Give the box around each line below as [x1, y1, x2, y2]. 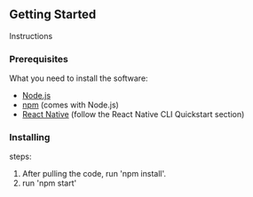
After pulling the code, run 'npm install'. [21, 169, 167, 179]
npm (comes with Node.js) [21, 99, 120, 110]
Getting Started [9, 7, 97, 22]
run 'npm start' [21, 177, 77, 189]
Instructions [9, 30, 53, 41]
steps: [9, 151, 32, 162]
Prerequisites [9, 52, 68, 65]
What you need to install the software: [9, 73, 148, 83]
